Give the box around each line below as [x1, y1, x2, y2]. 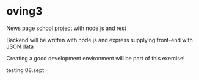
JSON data [6, 43, 34, 50]
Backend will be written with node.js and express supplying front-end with [6, 36, 194, 43]
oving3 [6, 4, 43, 18]
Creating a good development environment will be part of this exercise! [6, 54, 185, 62]
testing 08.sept [6, 66, 45, 74]
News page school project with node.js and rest [6, 24, 126, 32]
